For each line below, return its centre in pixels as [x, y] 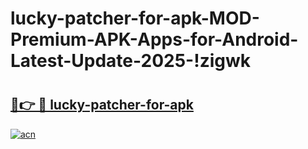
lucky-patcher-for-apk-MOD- [135, 18]
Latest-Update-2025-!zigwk [131, 61]
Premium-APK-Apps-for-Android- [154, 39]
